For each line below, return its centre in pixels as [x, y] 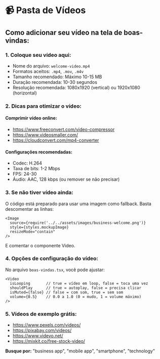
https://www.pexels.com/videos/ [47, 325]
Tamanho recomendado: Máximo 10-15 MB [57, 77]
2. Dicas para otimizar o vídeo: [44, 106]
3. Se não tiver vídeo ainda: [39, 192]
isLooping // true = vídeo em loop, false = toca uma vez [79, 283]
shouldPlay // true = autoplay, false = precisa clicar [76, 288]
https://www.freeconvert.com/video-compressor [64, 129]
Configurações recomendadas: [39, 152]
